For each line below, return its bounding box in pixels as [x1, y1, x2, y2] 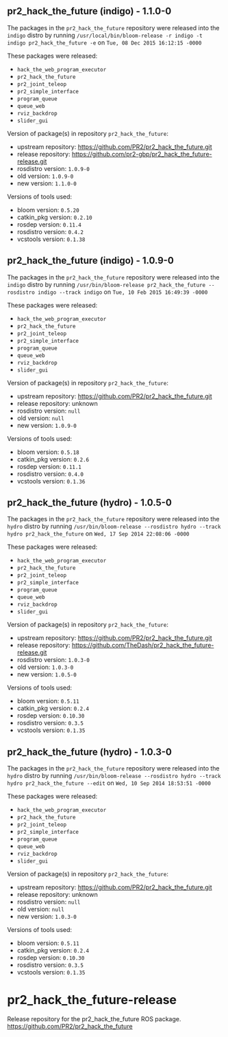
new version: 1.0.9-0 [16, 421, 77, 429]
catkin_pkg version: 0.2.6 [16, 455, 90, 463]
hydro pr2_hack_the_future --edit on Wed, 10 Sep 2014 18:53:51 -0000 [7, 779, 211, 787]
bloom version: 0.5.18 [16, 448, 80, 456]
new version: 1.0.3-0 [16, 913, 77, 921]
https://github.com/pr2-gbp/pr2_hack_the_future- [71, 150, 212, 158]
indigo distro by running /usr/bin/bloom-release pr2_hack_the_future [7, 280, 206, 288]
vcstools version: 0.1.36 [16, 477, 86, 485]
